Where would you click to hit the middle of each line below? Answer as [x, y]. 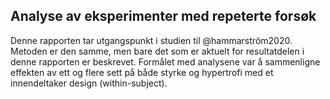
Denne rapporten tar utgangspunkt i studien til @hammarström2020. [151, 40]
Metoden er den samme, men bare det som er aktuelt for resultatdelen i [157, 51]
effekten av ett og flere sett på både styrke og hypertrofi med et [142, 72]
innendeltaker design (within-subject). [89, 83]
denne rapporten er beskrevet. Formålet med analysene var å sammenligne [165, 61]
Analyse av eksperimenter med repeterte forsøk [163, 16]
